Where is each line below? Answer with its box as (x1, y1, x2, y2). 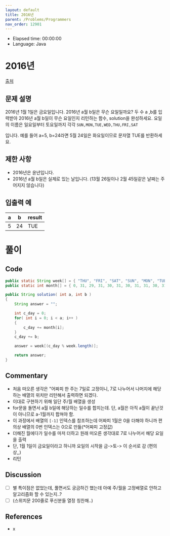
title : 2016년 (5, 12, 34, 17)
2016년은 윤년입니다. (12, 169, 54, 175)
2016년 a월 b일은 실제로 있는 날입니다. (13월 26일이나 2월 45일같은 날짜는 (12, 176, 160, 182)
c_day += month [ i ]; (23, 325, 65, 330)
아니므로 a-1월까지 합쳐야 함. (18, 411, 75, 417)
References (5, 513, 42, 521)
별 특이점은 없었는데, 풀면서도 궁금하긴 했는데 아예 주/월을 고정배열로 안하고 (12, 485, 162, 491)
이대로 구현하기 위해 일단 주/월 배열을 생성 (12, 398, 96, 404)
